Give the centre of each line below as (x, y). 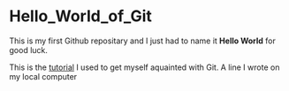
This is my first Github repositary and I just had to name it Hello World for (142, 41)
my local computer (43, 76)
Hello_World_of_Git (81, 16)
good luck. (29, 49)
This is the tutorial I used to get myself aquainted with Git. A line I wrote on (144, 67)
